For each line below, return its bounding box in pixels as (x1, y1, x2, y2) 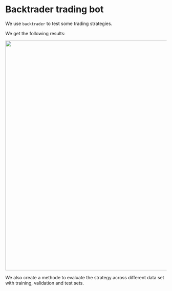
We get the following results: (5, 30, 66, 36)
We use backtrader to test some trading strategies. (5, 20, 113, 27)
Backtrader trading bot (5, 4, 104, 15)
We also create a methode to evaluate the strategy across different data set (5, 274, 165, 280)
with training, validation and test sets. (5, 280, 84, 286)
